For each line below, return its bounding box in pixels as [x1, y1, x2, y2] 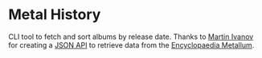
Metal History [8, 6, 101, 24]
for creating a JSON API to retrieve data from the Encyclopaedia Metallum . [8, 40, 255, 49]
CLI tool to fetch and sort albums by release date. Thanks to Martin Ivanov [8, 32, 254, 41]
